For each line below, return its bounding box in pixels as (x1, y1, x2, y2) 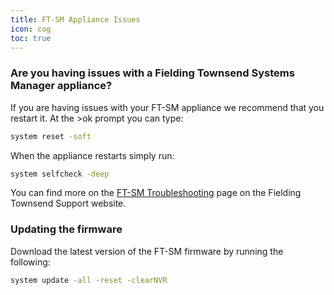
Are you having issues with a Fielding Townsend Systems (10, 66, 295, 80)
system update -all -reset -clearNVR (10, 275, 168, 285)
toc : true (10, 33, 52, 43)
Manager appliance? (10, 79, 113, 93)
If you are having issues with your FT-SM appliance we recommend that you (10, 101, 325, 113)
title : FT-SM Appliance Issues (10, 14, 141, 25)
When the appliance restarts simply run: (10, 149, 175, 161)
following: (10, 256, 51, 268)
